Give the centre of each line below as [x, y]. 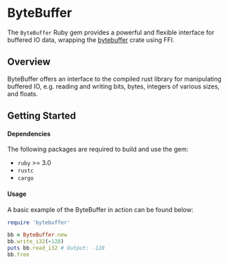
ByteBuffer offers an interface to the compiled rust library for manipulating [115, 79]
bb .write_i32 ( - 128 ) [36, 242]
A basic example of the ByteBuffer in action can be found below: [100, 209]
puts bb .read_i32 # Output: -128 [56, 248]
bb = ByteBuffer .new [38, 235]
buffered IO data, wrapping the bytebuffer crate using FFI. [91, 39]
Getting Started [42, 116]
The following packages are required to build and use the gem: [98, 150]
